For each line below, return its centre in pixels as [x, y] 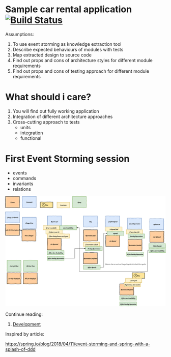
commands [24, 178]
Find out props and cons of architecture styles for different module [82, 60]
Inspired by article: [25, 334]
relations [22, 189]
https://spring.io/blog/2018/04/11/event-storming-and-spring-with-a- [78, 344]
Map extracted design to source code [52, 55]
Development [27, 324]
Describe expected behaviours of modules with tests [68, 49]
